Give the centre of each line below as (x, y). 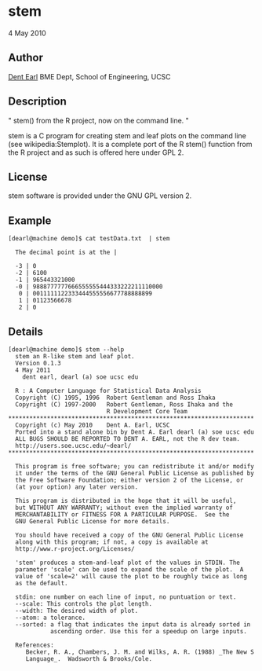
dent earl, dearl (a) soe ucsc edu (80, 377)
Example (30, 220)
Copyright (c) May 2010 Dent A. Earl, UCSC (93, 425)
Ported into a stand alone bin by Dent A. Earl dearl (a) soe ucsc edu (135, 432)
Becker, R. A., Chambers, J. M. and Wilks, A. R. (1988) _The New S (140, 652)
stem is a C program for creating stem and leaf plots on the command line (127, 135)
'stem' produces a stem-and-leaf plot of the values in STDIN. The (128, 563)
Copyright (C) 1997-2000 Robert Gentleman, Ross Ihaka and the (124, 405)
